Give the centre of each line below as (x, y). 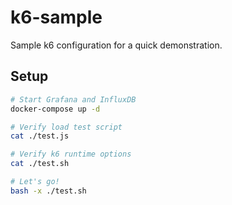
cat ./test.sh (40, 164)
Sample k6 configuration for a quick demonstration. (116, 45)
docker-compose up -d (55, 109)
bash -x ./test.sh (48, 191)
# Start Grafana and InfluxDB (73, 99)
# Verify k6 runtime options (71, 154)
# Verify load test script (66, 127)
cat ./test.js (40, 136)
